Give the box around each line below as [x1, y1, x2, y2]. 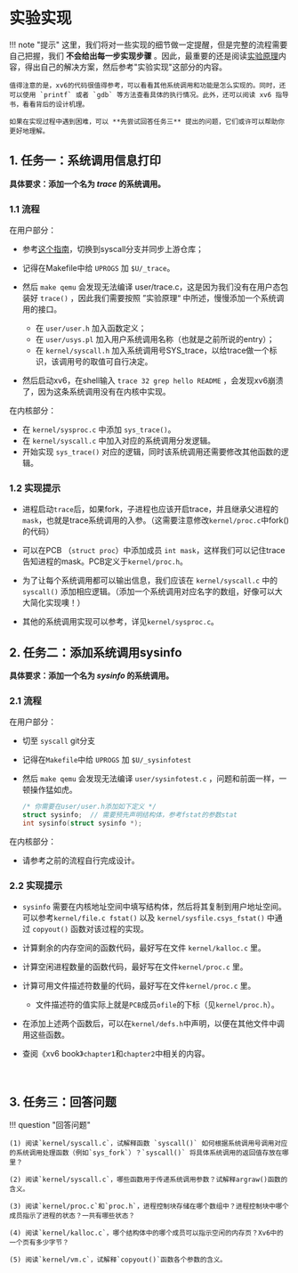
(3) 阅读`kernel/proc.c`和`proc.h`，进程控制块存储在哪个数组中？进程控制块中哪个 [9, 1202, 289, 1212]
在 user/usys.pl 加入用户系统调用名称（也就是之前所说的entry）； [35, 334, 275, 345]
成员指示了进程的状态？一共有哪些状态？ [9, 1212, 135, 1220]
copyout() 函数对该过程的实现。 [32, 924, 149, 934]
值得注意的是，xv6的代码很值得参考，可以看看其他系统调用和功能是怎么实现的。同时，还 [9, 81, 286, 90]
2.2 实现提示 [9, 879, 63, 892]
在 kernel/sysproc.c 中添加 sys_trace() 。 [21, 424, 176, 435]
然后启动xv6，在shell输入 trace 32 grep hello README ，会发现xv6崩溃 [21, 375, 284, 386]
